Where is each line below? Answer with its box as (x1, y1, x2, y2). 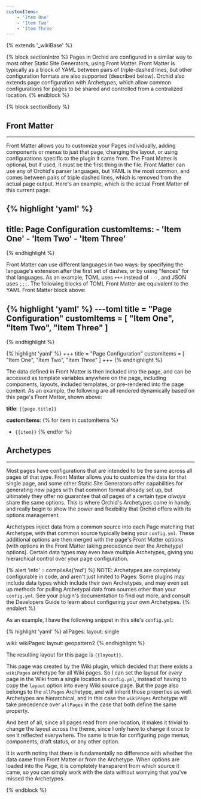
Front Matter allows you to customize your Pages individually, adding (6, 142, 176, 150)
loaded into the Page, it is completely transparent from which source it (6, 762, 179, 769)
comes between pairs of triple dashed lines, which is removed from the (6, 174, 182, 181)
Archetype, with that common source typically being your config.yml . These (6, 529, 194, 536)
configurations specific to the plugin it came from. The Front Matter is (6, 155, 178, 162)
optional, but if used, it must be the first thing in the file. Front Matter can (6, 161, 185, 168)
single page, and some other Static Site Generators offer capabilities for (6, 479, 184, 487)
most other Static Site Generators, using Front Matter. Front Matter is (6, 60, 175, 67)
